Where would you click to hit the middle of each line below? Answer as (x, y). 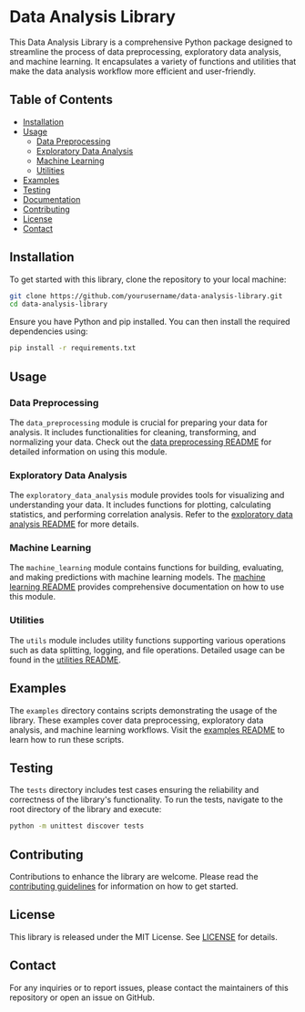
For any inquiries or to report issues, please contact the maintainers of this (149, 987)
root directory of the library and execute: (86, 809)
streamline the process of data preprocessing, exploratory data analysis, (146, 51)
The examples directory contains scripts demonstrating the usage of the (143, 710)
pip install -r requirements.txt (73, 349)
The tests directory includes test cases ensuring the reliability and (134, 790)
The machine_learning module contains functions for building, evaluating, (147, 568)
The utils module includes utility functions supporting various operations (148, 640)
